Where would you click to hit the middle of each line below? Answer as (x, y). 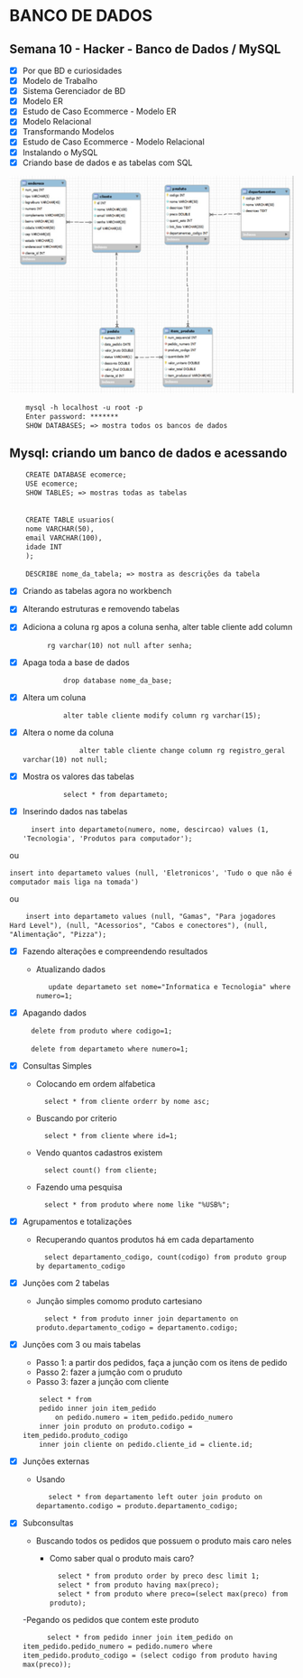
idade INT (44, 547)
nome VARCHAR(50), (60, 529)
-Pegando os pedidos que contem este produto (110, 1620)
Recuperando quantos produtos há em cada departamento (145, 1240)
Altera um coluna (54, 697)
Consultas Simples (57, 1065)
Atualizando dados (71, 969)
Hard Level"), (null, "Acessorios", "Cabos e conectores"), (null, (139, 925)
